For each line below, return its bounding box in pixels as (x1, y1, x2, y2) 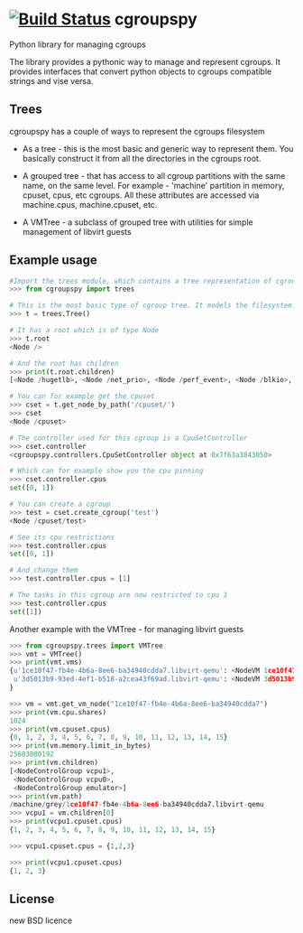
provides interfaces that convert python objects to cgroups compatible (9, 66, 272, 77)
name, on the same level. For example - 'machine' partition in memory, (22, 180, 285, 191)
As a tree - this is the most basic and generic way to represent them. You (22, 143, 294, 154)
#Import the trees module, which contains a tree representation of (9, 276, 272, 285)
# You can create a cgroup (9, 499, 111, 509)
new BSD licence (9, 915, 73, 926)
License (9, 891, 55, 907)
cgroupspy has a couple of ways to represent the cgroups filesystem (9, 126, 266, 136)
